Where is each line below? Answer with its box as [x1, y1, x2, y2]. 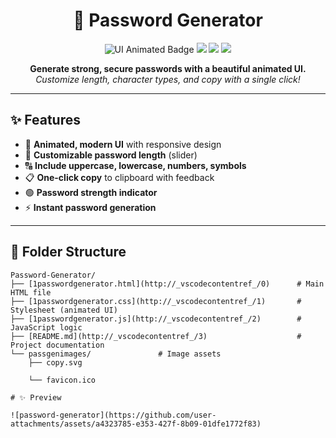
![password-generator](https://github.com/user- [10, 410, 217, 420]
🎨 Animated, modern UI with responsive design [24, 138, 222, 150]
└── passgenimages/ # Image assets [10, 349, 222, 359]
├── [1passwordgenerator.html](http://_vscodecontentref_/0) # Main [10, 279, 325, 289]
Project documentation [10, 340, 105, 350]
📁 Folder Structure [10, 244, 127, 261]
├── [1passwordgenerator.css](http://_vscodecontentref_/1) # [10, 296, 302, 306]
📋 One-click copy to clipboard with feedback [24, 171, 215, 183]
